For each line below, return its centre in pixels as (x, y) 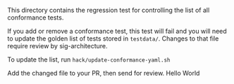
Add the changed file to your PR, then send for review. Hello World (104, 73)
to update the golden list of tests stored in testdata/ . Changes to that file (113, 38)
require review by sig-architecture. (57, 46)
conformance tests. (36, 17)
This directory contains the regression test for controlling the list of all (109, 10)
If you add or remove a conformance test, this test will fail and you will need (117, 31)
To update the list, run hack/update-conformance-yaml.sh (89, 59)
